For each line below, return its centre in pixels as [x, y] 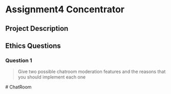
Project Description [37, 29]
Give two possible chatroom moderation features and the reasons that [92, 72]
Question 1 [19, 60]
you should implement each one [52, 77]
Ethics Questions [33, 45]
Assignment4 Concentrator [65, 10]
